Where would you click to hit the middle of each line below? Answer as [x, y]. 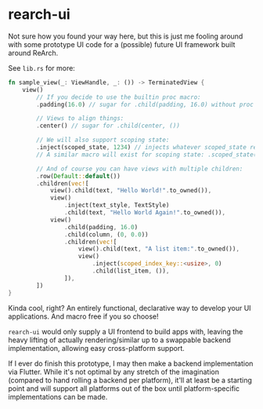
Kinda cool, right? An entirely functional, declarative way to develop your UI [130, 308]
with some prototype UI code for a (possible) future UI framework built [122, 44]
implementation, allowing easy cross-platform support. [97, 348]
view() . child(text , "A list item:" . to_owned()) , [159, 249]
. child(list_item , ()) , [131, 271]
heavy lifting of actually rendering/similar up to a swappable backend [119, 340]
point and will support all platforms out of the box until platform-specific [124, 388]
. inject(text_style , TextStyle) [117, 206]
